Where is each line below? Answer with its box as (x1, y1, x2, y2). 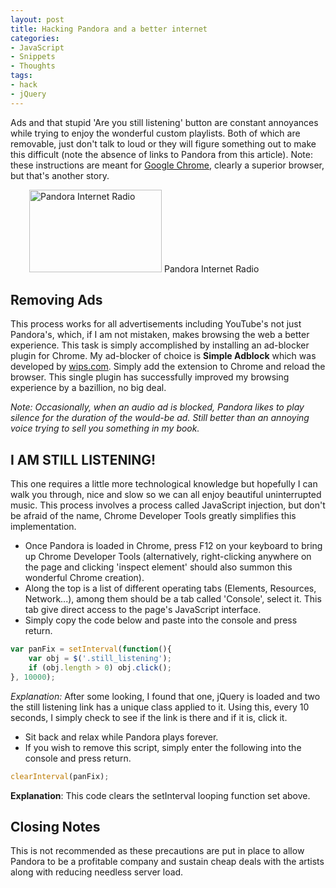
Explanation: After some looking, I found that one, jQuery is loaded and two (10, 690, 321, 702)
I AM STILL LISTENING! (10, 451, 157, 468)
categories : (10, 33, 60, 43)
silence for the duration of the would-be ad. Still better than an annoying (10, 412, 310, 424)
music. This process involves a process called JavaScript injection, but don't (10, 499, 326, 511)
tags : (10, 71, 33, 81)
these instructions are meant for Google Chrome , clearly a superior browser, (10, 159, 325, 171)
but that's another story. (10, 169, 110, 181)
